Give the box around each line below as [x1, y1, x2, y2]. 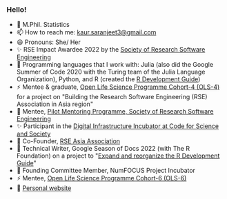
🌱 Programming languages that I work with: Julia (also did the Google [16, 61, 214, 69]
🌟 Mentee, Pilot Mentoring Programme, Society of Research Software [16, 107, 214, 116]
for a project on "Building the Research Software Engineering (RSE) [16, 93, 208, 101]
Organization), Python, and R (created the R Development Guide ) [16, 75, 201, 83]
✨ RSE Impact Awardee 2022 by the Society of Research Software [16, 45, 206, 54]
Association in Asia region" [16, 100, 94, 108]
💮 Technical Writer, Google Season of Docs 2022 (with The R [16, 145, 190, 153]
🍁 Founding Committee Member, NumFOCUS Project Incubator [16, 167, 196, 175]
